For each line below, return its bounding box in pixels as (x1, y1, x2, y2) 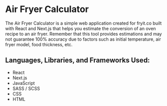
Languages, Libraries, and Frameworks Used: (5, 56, 150, 65)
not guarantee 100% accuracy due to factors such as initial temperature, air (5, 36, 161, 42)
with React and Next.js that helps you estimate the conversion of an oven (5, 25, 156, 31)
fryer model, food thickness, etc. (5, 41, 73, 47)
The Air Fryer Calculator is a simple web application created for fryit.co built (5, 20, 162, 26)
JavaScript (12, 80, 35, 86)
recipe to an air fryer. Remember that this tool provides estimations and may (5, 31, 162, 37)
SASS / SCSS (12, 85, 40, 91)
